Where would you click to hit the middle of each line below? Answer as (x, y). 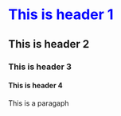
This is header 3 (40, 67)
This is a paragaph (39, 103)
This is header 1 (61, 15)
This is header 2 (49, 44)
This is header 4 (35, 86)
